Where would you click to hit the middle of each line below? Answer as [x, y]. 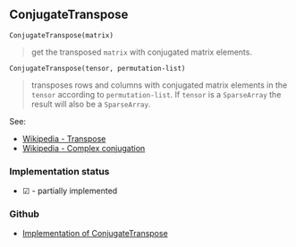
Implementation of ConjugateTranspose [95, 234]
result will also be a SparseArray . [91, 104]
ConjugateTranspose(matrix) [62, 35]
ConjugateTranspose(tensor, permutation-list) [97, 68]
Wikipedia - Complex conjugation [84, 148]
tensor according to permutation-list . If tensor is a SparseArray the [156, 94]
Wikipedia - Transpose [64, 139]
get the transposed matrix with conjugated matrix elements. [142, 52]
